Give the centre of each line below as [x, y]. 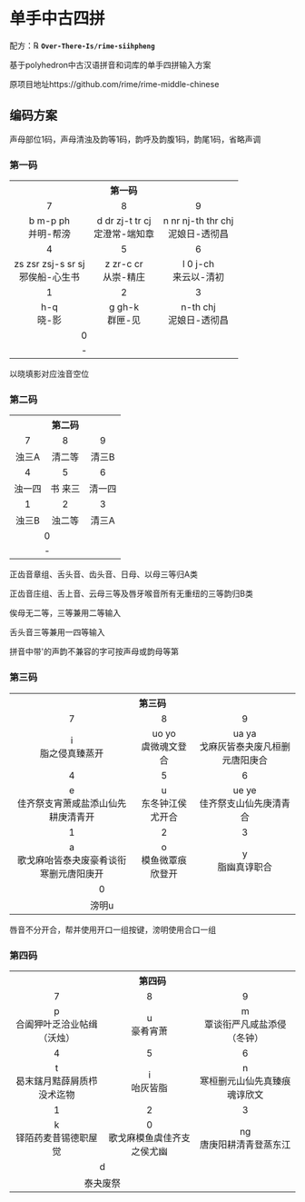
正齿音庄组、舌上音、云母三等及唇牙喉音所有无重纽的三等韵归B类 [132, 594]
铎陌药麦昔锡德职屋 [57, 1137]
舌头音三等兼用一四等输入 [57, 632]
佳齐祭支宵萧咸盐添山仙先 [72, 803]
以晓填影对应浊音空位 [49, 374]
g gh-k [124, 307]
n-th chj [198, 307]
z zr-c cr [124, 264]
